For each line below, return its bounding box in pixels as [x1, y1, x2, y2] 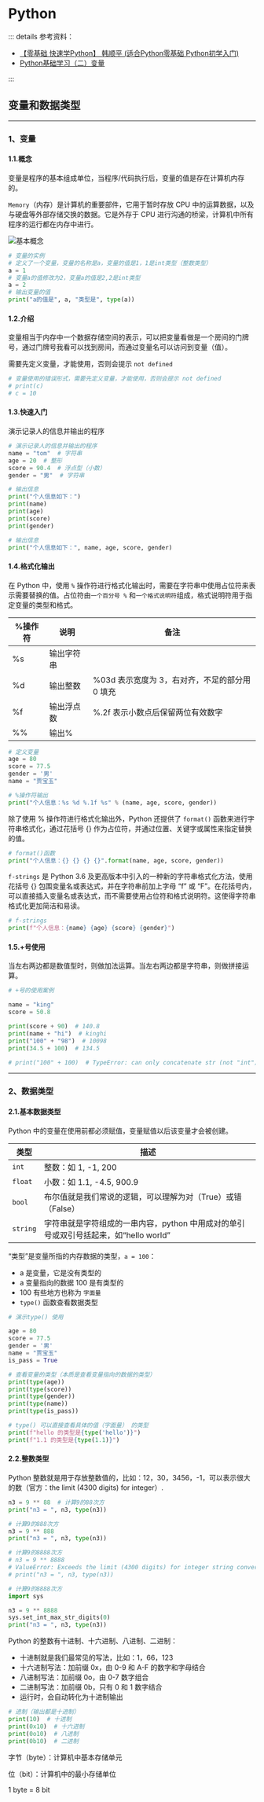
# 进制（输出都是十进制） [8, 1708, 80, 1716]
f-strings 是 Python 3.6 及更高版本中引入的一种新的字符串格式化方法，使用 [8, 872, 253, 881]
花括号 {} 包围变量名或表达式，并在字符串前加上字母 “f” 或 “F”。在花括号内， [8, 881, 256, 891]
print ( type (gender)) [8, 1392, 76, 1400]
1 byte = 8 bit [8, 1785, 50, 1794]
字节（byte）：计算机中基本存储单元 [8, 1752, 123, 1762]
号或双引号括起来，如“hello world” [44, 1230, 170, 1241]
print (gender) [8, 522, 55, 530]
